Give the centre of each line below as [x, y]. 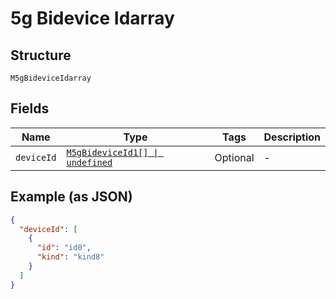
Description [292, 137]
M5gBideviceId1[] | [112, 152]
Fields [30, 108]
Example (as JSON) [71, 197]
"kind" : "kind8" [70, 257]
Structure [41, 55]
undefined [89, 162]
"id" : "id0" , [64, 248]
